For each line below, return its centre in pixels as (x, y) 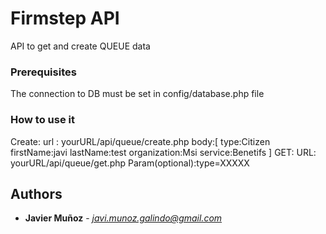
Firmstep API (65, 18)
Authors (36, 193)
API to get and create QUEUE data (80, 46)
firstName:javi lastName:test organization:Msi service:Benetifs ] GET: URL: (163, 152)
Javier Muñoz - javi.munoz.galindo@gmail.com (123, 218)
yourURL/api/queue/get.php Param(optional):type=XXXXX (130, 163)
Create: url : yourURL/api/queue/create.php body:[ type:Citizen (140, 141)
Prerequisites (43, 72)
